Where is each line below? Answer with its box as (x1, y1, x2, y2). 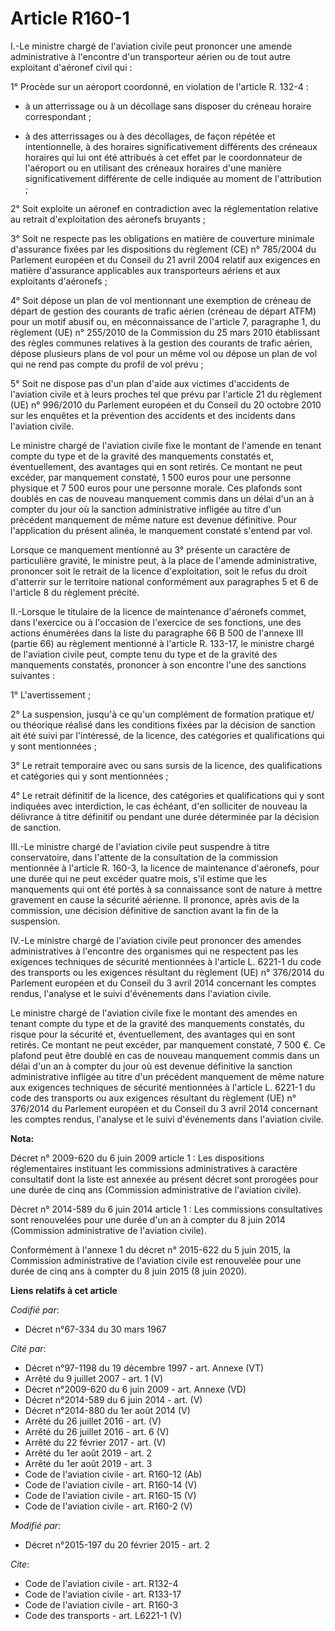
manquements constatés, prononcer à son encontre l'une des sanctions (10, 658, 307, 671)
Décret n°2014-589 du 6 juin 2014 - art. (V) (24, 1393, 203, 1406)
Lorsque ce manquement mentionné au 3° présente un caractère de (10, 543, 291, 556)
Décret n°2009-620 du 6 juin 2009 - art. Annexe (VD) (24, 1383, 247, 1395)
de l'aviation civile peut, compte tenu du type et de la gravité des (10, 648, 278, 660)
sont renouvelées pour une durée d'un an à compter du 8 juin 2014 (10, 1213, 286, 1226)
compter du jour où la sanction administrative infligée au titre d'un (10, 503, 282, 515)
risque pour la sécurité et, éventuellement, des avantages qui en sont (10, 1028, 296, 1040)
